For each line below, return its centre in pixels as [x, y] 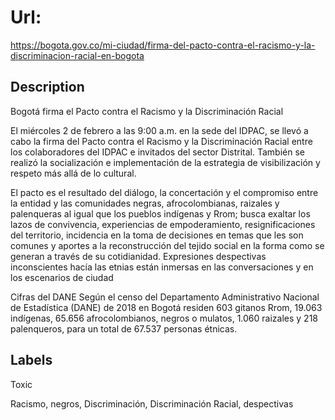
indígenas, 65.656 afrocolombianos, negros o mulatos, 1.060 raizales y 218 [164, 318]
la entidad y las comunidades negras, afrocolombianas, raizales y [145, 203]
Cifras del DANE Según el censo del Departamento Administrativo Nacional [165, 297]
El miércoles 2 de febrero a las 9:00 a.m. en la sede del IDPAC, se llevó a [159, 130]
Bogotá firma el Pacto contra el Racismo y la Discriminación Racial [147, 111]
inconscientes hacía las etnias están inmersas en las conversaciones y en [162, 267]
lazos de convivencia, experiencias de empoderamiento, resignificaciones [163, 224]
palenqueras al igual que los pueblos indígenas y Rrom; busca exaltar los [160, 213]
